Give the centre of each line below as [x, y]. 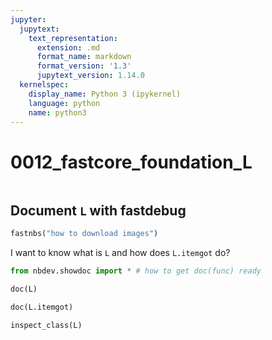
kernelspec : [44, 85]
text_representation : [73, 38]
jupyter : [28, 19]
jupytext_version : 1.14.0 [90, 76]
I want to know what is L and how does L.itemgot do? [120, 252]
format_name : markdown [84, 57]
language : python [64, 103]
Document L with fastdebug [98, 210]
